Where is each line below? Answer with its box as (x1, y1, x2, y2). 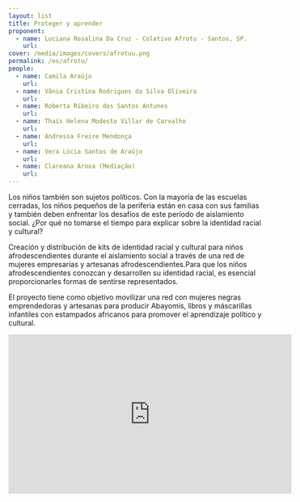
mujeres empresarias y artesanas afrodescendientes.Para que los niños (8, 260, 247, 269)
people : (8, 65, 35, 73)
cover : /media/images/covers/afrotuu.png (8, 49, 150, 57)
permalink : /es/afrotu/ (8, 57, 89, 66)
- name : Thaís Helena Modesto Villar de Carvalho (15, 117, 186, 125)
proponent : (8, 27, 45, 35)
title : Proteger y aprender (8, 19, 104, 28)
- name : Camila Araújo (15, 72, 92, 80)
